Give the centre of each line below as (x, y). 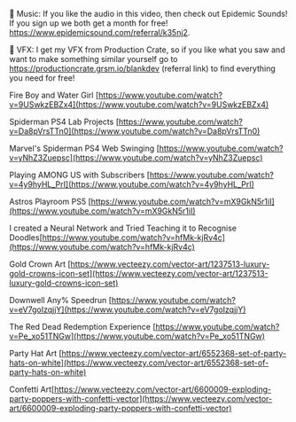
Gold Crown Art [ (40, 264)
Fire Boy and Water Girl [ (54, 95)
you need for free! (42, 78)
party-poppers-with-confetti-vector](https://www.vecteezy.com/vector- (141, 399)
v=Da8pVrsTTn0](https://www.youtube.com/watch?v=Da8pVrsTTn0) (135, 131)
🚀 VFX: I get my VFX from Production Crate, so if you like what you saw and (147, 50)
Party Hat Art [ (35, 353)
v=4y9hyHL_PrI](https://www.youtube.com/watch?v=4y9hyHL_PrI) (132, 184)
